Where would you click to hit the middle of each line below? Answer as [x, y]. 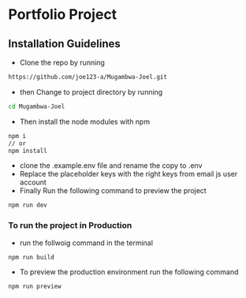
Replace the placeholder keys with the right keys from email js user [129, 174]
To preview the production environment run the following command [129, 272]
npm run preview [35, 287]
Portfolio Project [63, 15]
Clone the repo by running [62, 62]
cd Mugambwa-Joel [37, 106]
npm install [28, 151]
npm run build [32, 257]
